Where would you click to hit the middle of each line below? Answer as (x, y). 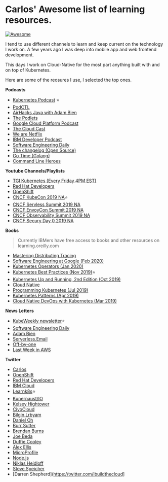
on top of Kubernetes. (28, 70)
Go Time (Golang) (31, 155)
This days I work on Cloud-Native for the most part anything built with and (83, 64)
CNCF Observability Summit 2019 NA (51, 215)
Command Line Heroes (36, 161)
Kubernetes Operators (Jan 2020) (48, 266)
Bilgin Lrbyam (27, 415)
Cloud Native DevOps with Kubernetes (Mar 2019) (65, 301)
